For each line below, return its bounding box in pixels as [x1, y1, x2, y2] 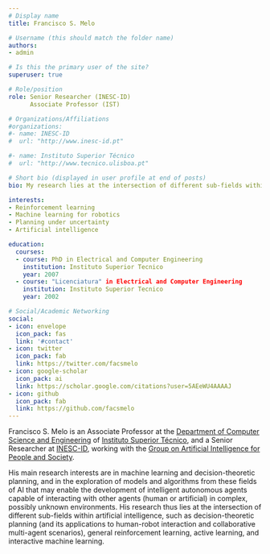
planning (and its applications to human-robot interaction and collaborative [8, 519, 256, 529]
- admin [8, 49, 35, 57]
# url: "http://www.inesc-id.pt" [8, 138, 125, 146]
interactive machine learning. [8, 536, 104, 546]
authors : [8, 41, 38, 49]
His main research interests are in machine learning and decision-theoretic [8, 468, 256, 478]
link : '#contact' [15, 337, 74, 345]
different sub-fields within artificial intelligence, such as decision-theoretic [8, 511, 255, 520]
